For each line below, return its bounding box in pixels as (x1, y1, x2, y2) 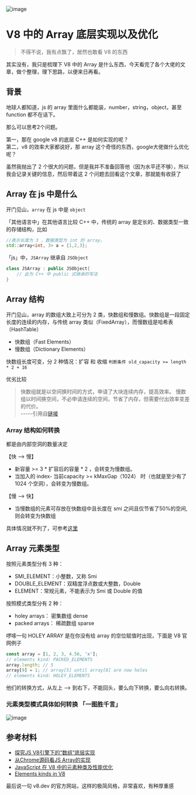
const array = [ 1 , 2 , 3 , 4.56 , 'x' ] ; (6, 651, 98, 657)
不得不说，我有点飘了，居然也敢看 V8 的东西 (20, 48, 128, 55)
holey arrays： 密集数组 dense (14, 612, 88, 619)
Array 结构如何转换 (6, 426, 60, 434)
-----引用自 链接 (20, 410, 59, 417)
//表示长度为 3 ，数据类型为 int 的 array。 (6, 237, 105, 243)
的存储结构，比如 (6, 226, 47, 233)
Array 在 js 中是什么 (6, 189, 78, 199)
